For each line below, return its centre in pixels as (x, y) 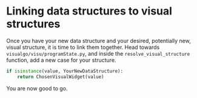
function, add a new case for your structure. (61, 60)
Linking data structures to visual (89, 11)
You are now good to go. (37, 88)
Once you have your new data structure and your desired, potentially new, (98, 41)
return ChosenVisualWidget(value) (61, 77)
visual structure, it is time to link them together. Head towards (83, 47)
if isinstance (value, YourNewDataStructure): (65, 71)
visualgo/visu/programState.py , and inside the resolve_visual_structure (98, 53)
